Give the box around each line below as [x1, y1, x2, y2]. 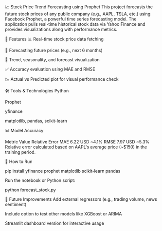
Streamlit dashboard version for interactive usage [5, 220, 105, 226]
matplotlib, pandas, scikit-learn [5, 118, 67, 124]
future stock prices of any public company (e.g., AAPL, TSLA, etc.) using [5, 11, 151, 17]
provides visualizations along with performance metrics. [5, 26, 118, 32]
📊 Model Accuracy [5, 128, 44, 133]
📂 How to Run [5, 159, 33, 164]
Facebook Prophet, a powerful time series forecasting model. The [5, 16, 137, 22]
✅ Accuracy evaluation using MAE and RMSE [5, 66, 96, 72]
